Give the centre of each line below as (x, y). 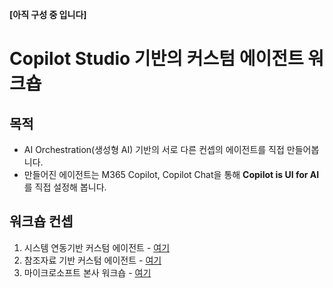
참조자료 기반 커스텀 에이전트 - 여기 (92, 260)
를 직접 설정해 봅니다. (65, 187)
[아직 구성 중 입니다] (48, 14)
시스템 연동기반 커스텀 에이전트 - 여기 (97, 247)
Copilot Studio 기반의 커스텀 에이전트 (156, 59)
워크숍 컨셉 (41, 221)
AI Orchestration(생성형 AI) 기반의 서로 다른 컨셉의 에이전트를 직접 (154, 149)
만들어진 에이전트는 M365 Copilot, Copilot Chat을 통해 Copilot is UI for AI (171, 174)
